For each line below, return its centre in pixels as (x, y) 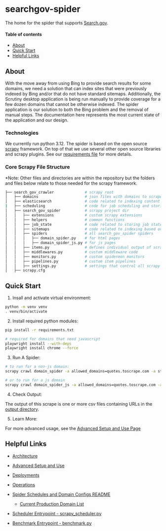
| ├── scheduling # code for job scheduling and (77, 206)
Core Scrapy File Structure (38, 167)
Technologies (22, 133)
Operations (24, 484)
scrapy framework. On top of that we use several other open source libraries (83, 149)
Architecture (25, 456)
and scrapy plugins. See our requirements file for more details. (69, 154)
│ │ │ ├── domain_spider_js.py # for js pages (61, 243)
